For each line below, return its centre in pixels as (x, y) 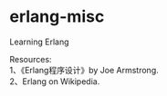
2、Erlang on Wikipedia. (55, 81)
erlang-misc (57, 17)
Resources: (31, 59)
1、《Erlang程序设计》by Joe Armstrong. (84, 70)
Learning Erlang (40, 42)
